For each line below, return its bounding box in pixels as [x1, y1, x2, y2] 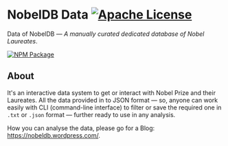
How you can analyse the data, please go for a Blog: [7, 124, 155, 132]
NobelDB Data [7, 7, 89, 23]
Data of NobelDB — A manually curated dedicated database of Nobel [7, 30, 205, 38]
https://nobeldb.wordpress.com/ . [7, 131, 101, 139]
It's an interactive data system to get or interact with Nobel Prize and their [7, 88, 216, 96]
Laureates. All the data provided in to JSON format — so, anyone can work [7, 96, 218, 104]
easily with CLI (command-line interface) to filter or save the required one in [7, 103, 222, 112]
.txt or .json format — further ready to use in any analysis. [7, 110, 176, 118]
